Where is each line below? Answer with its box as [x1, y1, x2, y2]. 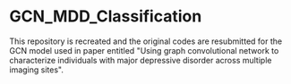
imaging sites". [9, 64, 64, 75]
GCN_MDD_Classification [9, 6, 202, 27]
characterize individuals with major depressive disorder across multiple [9, 55, 272, 65]
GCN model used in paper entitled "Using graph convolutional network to [9, 45, 279, 55]
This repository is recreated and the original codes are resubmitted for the [9, 36, 283, 46]
